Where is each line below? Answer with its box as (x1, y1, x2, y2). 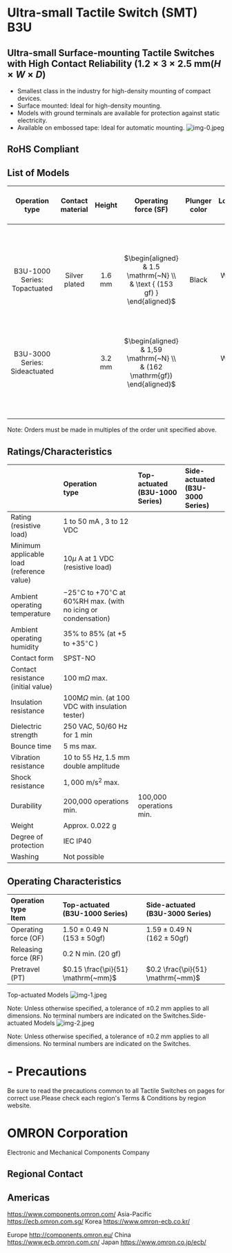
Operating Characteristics (7, 875, 122, 887)
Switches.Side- (162, 1011, 206, 1020)
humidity (10, 642, 39, 652)
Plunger (185, 196, 212, 206)
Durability (10, 801, 42, 810)
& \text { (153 (129, 280, 174, 289)
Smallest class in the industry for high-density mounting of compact (17, 87, 211, 95)
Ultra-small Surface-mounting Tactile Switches (7, 47, 215, 59)
